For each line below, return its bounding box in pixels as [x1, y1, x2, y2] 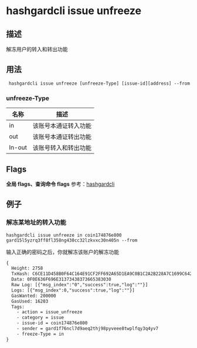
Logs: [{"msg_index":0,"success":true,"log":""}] [11, 287, 135, 293]
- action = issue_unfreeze [16, 309, 83, 315]
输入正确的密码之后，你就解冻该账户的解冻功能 [6, 248, 119, 255]
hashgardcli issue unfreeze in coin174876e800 [6, 232, 122, 238]
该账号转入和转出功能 [32, 144, 92, 152]
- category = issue [16, 314, 64, 321]
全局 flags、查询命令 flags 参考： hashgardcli [6, 180, 115, 188]
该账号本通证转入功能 [32, 122, 92, 130]
